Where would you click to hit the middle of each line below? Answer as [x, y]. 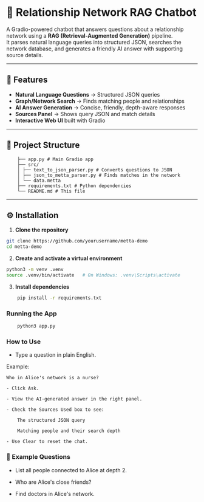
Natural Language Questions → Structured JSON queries [87, 94]
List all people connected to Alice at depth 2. [71, 470]
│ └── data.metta [39, 181]
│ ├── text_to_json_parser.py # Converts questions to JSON [95, 170]
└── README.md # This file [51, 191]
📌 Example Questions [39, 457]
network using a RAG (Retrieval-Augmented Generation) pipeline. [90, 35]
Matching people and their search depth [69, 431]
